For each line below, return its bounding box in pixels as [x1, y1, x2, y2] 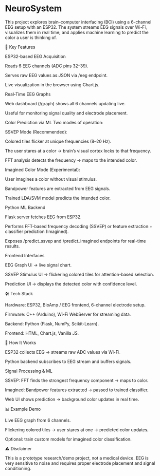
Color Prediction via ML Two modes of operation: [5, 119, 104, 125]
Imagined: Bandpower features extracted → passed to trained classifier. [5, 387, 149, 393]
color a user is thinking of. [5, 35, 57, 40]
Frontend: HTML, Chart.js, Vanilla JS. [5, 330, 79, 336]
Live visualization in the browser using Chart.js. [5, 81, 100, 88]
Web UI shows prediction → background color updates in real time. [5, 396, 140, 402]
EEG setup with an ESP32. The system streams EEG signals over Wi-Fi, [5, 24, 147, 30]
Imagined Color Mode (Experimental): [5, 167, 80, 172]
